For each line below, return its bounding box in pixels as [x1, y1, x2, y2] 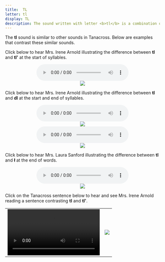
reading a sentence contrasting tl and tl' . [5, 198, 88, 204]
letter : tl [5, 12, 27, 17]
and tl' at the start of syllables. [5, 55, 67, 61]
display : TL [5, 16, 29, 21]
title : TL [5, 7, 27, 12]
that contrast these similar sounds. [5, 40, 75, 46]
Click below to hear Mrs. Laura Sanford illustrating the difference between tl [5, 152, 159, 158]
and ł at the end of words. [5, 157, 57, 163]
